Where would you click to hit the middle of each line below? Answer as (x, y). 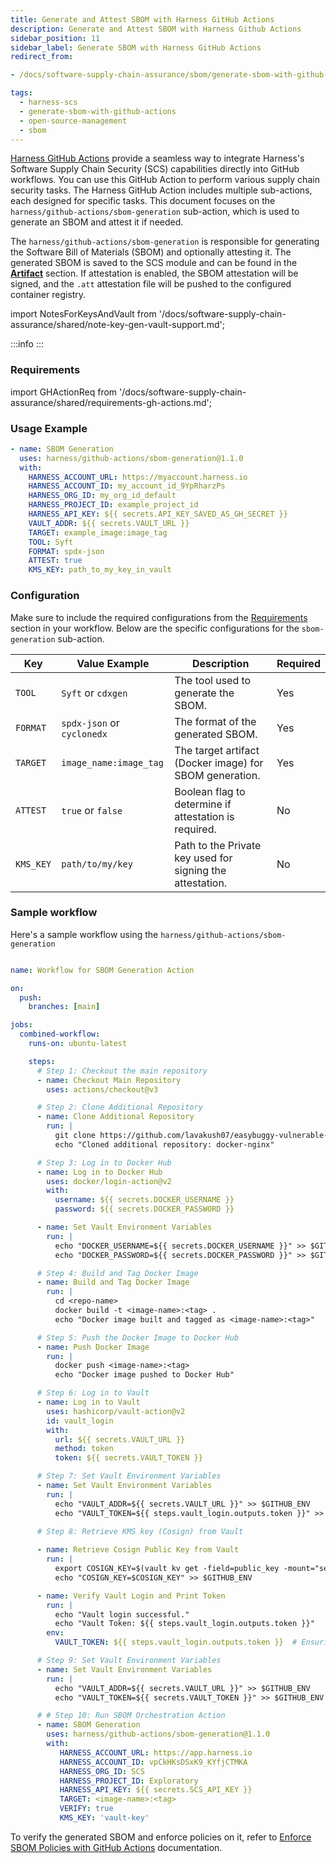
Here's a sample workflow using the (84, 934)
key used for (203, 858)
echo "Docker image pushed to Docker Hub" (144, 1375)
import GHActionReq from (64, 392)
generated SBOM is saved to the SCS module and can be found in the (154, 263)
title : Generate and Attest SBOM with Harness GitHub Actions (142, 19)
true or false (92, 810)
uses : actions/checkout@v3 (102, 1089)
